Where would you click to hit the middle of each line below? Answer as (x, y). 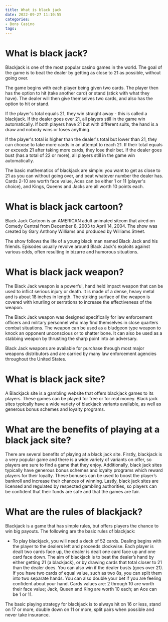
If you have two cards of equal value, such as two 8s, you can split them (87, 573)
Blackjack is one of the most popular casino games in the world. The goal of (84, 67)
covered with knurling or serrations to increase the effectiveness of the (78, 302)
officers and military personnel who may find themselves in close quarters (82, 322)
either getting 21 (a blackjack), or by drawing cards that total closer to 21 (87, 562)
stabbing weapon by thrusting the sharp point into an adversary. (71, 338)
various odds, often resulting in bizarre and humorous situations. (72, 252)
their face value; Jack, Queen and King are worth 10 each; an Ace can (85, 589)
